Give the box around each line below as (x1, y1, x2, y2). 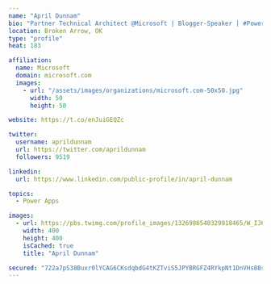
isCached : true (23, 241, 74, 250)
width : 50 (29, 94, 63, 102)
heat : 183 (8, 42, 42, 50)
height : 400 (23, 234, 63, 242)
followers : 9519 (15, 152, 70, 161)
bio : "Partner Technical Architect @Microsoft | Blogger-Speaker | (8, 19, 240, 27)
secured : (8, 264, 38, 272)
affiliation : (8, 56, 52, 65)
